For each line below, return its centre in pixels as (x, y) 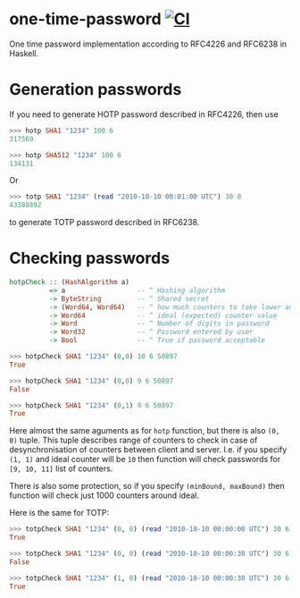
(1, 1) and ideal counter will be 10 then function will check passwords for (145, 459)
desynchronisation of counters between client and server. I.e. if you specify (148, 450)
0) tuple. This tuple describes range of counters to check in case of (133, 440)
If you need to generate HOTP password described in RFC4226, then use (144, 114)
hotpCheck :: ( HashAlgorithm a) (69, 282)
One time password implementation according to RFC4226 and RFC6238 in (148, 44)
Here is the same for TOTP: (59, 513)
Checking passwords (90, 258)
